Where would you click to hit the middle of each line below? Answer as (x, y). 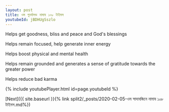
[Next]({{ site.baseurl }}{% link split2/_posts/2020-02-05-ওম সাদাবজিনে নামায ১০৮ (84, 99)
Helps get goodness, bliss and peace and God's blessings (66, 34)
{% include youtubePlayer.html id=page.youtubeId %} (62, 89)
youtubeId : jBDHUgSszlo (31, 19)
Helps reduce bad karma (31, 79)
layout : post (19, 10)
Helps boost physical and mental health (47, 54)
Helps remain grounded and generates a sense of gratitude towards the (80, 64)
